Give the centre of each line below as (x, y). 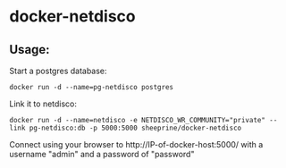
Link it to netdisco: (43, 104)
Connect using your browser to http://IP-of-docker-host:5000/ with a (136, 144)
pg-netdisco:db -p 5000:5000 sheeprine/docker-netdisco (135, 128)
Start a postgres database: (58, 71)
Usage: (30, 50)
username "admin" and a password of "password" (102, 154)
